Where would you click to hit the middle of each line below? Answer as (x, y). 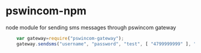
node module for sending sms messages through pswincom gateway (91, 27)
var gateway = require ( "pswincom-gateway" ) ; (70, 38)
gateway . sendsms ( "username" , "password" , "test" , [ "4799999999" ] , (104, 44)
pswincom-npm (46, 11)
